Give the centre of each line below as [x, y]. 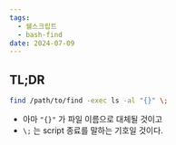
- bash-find [40, 34]
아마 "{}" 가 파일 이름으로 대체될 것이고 [93, 119]
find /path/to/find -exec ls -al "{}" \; [89, 101]
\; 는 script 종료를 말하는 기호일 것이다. [93, 130]
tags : [20, 18]
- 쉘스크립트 [37, 26]
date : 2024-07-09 [42, 43]
